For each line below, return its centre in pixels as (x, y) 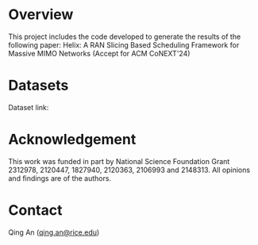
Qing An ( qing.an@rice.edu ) (54, 232)
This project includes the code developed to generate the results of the (125, 36)
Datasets (39, 86)
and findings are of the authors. (60, 178)
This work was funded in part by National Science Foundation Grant (119, 161)
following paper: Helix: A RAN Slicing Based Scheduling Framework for (124, 44)
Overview (41, 15)
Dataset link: (29, 107)
